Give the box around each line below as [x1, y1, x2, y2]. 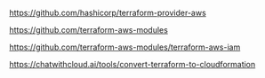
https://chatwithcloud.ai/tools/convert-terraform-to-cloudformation [9, 59, 256, 69]
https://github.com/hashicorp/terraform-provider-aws [9, 8, 206, 18]
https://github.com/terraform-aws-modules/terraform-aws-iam [9, 42, 241, 52]
